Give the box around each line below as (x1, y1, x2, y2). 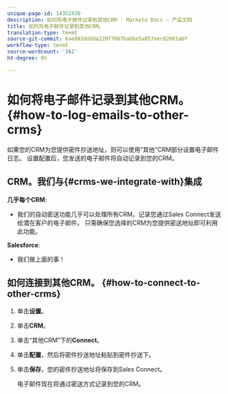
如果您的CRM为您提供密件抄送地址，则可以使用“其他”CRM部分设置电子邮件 (7, 145, 220, 153)
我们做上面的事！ (16, 255, 66, 263)
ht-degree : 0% (7, 55, 48, 62)
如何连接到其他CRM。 (7, 277, 100, 288)
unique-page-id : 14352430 (7, 10, 81, 17)
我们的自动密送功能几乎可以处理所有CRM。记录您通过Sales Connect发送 (16, 210, 222, 218)
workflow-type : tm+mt (7, 42, 69, 49)
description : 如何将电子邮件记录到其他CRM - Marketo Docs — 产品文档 (7, 16, 193, 23)
